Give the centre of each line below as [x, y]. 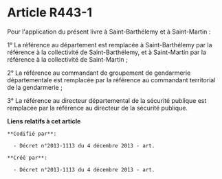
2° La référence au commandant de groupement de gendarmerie [99, 73]
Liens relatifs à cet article [44, 121]
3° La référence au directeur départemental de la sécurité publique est [107, 100]
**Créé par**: [27, 158]
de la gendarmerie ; [35, 87]
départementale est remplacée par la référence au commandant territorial [111, 80]
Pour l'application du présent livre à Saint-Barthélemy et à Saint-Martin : [109, 32]
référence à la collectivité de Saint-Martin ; [68, 59]
